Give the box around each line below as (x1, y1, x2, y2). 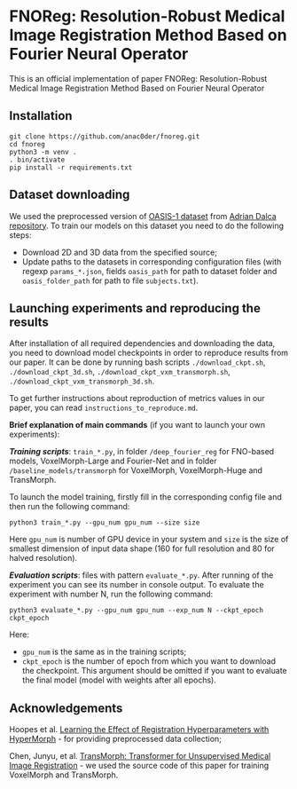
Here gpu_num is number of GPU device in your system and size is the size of (9, 534, 289, 545)
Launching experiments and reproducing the (9, 300, 262, 316)
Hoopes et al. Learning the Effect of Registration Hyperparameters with (9, 724, 270, 735)
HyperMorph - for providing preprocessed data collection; (9, 734, 222, 745)
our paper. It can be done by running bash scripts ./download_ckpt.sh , (9, 357, 266, 367)
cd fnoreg (9, 139, 46, 148)
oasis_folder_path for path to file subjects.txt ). (21, 275, 199, 286)
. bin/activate (9, 155, 66, 164)
